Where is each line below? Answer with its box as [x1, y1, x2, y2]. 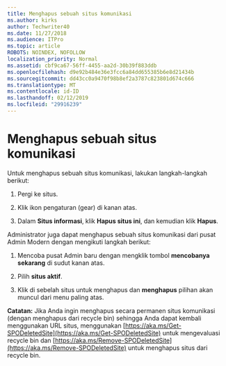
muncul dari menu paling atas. [17, 293, 104, 301]
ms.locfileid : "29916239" [7, 101, 82, 108]
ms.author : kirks [7, 17, 58, 24]
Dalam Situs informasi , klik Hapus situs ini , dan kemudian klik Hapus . [17, 217, 219, 225]
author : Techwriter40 [7, 23, 70, 30]
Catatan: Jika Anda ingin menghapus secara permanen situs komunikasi [7, 306, 216, 314]
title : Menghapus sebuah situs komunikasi [7, 10, 132, 17]
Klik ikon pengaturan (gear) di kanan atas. [17, 203, 138, 211]
